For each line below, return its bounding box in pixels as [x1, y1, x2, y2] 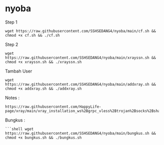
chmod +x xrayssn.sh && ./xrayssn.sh [5, 59, 82, 64]
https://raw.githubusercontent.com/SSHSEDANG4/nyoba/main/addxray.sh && [5, 82, 156, 87]
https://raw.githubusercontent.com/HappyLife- [5, 104, 102, 109]
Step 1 [5, 19, 18, 25]
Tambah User [5, 68, 33, 74]
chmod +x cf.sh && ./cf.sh [5, 33, 60, 38]
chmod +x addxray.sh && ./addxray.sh [5, 86, 82, 91]
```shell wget [5, 126, 34, 131]
